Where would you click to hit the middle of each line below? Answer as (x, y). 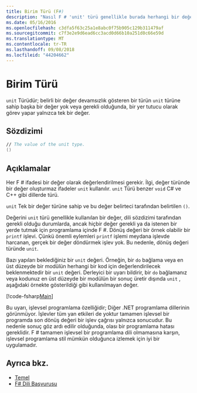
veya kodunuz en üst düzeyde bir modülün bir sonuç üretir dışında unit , (93, 278)
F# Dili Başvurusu (36, 384)
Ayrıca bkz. (27, 363)
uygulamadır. (22, 345)
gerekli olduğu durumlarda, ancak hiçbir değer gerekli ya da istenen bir (92, 224)
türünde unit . (23, 248)
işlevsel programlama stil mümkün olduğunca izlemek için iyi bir (83, 339)
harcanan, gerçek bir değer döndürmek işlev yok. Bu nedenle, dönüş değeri (97, 242)
